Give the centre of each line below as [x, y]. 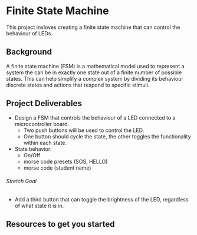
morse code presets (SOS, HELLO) [65, 161]
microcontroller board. [42, 124]
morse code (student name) [57, 168]
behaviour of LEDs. [29, 33]
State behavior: [33, 149]
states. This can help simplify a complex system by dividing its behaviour [95, 78]
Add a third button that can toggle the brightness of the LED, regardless [101, 199]
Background [29, 52]
